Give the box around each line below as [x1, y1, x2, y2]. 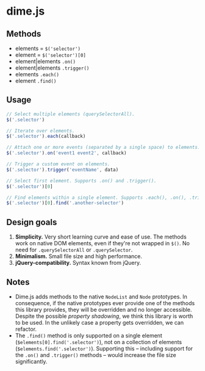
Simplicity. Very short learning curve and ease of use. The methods [15, 233, 187, 240]
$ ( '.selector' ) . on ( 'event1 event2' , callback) [6, 150, 127, 156]
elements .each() [15, 71, 60, 77]
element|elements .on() [15, 58, 76, 65]
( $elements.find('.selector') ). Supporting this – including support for [15, 345, 193, 352]
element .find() [15, 77, 57, 84]
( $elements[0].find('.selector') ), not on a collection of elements [15, 338, 182, 345]
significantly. [15, 358, 48, 365]
